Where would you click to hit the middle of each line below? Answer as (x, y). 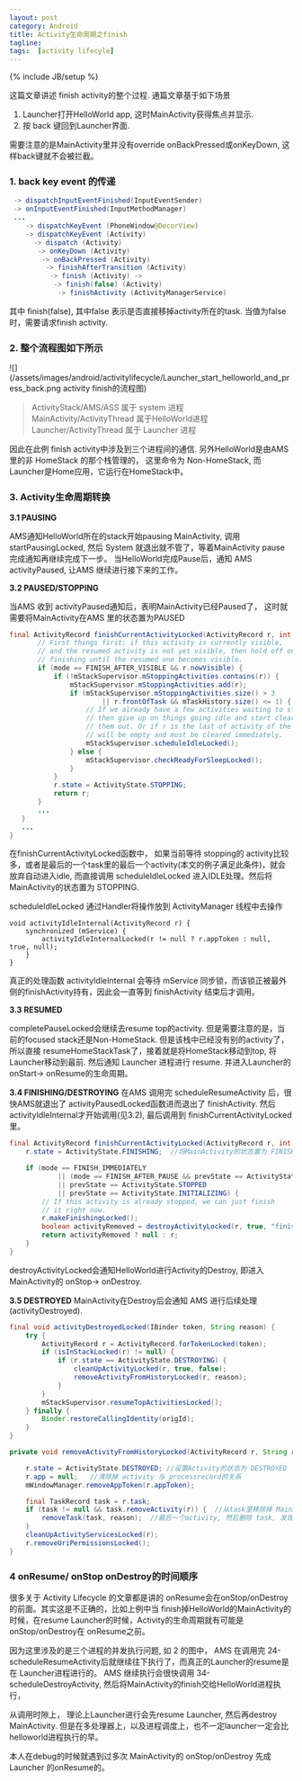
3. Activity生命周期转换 (60, 498)
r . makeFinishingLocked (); (90, 1219)
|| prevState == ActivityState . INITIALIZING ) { (148, 1193)
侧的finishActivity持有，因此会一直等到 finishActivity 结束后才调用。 (134, 992)
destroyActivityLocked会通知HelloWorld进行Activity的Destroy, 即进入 (137, 1270)
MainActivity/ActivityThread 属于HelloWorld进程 (120, 418)
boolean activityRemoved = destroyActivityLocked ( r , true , (155, 1227)
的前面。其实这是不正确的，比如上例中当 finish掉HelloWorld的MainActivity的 (151, 1608)
